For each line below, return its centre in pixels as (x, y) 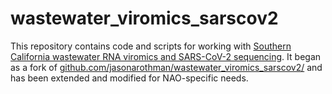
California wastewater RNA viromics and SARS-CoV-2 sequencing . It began (166, 56)
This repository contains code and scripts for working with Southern (151, 46)
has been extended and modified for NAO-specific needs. (129, 78)
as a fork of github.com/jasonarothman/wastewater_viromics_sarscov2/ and (166, 67)
